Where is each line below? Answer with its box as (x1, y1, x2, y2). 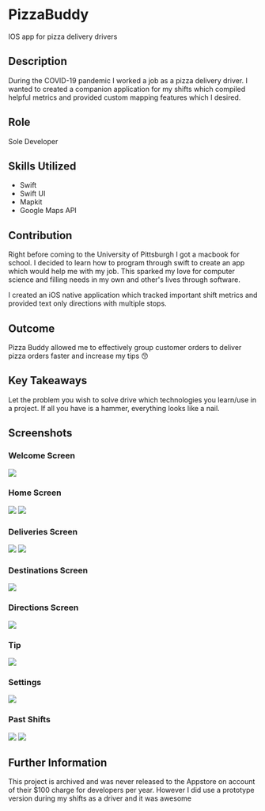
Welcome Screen (8, 450, 75, 461)
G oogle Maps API (19, 206, 77, 215)
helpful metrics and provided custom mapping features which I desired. (8, 93, 241, 102)
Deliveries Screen (8, 526, 78, 537)
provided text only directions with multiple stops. (8, 299, 168, 308)
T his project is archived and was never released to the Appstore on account (8, 777, 256, 786)
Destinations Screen (8, 565, 89, 576)
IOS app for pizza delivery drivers (8, 32, 118, 41)
